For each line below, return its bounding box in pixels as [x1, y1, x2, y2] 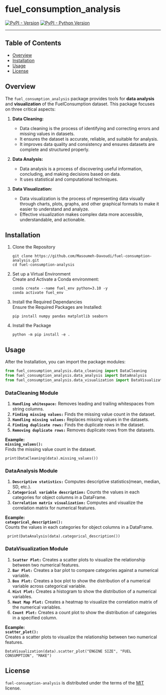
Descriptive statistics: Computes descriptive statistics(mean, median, [12, 479, 161, 485]
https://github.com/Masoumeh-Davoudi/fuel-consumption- [34, 254, 152, 259]
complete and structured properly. [19, 146, 90, 152]
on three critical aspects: [5, 106, 56, 112]
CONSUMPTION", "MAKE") [5, 653, 52, 658]
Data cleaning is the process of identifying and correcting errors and [19, 125, 160, 131]
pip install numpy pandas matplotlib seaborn [12, 314, 108, 319]
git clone [12, 254, 33, 259]
